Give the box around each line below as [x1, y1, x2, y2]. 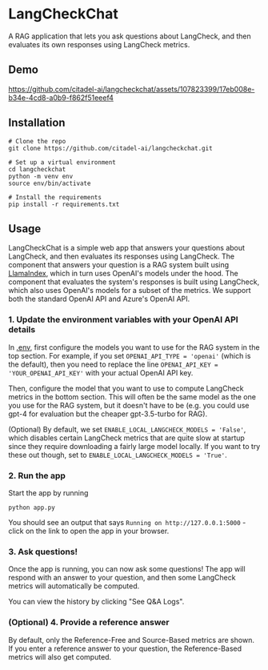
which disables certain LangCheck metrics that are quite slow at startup [8, 433, 246, 443]
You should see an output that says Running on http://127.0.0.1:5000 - [8, 517, 246, 527]
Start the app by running [8, 487, 89, 497]
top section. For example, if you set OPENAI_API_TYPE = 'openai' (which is [8, 351, 251, 360]
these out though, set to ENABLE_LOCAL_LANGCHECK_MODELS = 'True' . [8, 450, 228, 459]
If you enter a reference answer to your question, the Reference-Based [8, 644, 242, 653]
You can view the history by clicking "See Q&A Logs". [8, 597, 185, 607]
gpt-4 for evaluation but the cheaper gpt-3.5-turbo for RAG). [8, 409, 208, 419]
